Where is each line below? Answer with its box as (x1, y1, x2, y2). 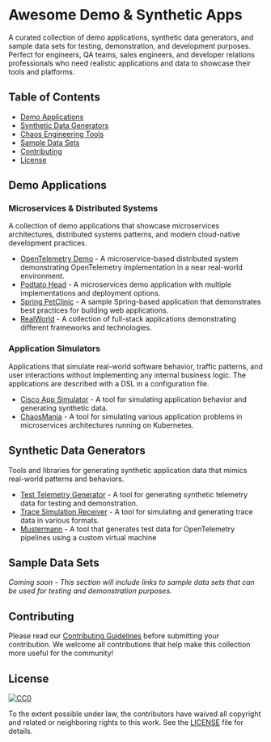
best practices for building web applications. (19, 305, 169, 315)
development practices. (8, 238, 87, 248)
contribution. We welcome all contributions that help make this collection (8, 640, 251, 650)
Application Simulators (8, 343, 101, 354)
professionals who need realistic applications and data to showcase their (8, 58, 252, 68)
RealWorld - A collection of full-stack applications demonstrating (19, 314, 236, 324)
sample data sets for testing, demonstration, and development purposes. (8, 41, 252, 50)
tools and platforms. (8, 66, 75, 76)
